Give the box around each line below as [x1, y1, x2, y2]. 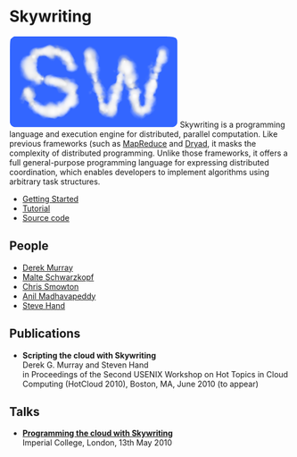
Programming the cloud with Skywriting [21, 427, 174, 439]
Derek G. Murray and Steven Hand [21, 360, 149, 370]
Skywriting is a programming [179, 119, 285, 130]
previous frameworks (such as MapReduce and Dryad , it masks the [9, 138, 257, 148]
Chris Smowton [21, 281, 79, 292]
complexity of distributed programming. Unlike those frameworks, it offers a [9, 148, 288, 158]
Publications [9, 326, 81, 342]
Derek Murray [21, 262, 74, 273]
